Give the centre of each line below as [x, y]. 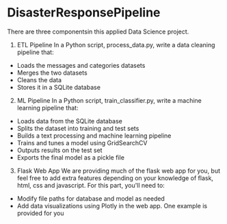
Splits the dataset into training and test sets [78, 128]
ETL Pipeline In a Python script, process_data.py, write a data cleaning [116, 45]
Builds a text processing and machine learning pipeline [94, 136]
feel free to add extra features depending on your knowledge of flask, [115, 178]
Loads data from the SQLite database [70, 121]
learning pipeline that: [48, 108]
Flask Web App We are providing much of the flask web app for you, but [119, 171]
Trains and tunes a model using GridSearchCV [82, 142]
